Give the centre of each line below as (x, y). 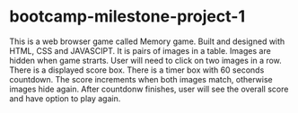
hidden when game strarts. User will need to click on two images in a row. (146, 60)
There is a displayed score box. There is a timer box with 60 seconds (137, 70)
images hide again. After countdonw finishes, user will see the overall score (149, 89)
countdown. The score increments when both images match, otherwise (141, 79)
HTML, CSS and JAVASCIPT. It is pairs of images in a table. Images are (140, 50)
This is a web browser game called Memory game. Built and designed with (147, 41)
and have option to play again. (65, 98)
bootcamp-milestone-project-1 (127, 17)
